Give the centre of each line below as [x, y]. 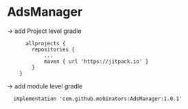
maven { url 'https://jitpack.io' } [96, 61]
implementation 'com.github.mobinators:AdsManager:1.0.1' [98, 99]
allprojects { [46, 43]
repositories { [54, 49]
